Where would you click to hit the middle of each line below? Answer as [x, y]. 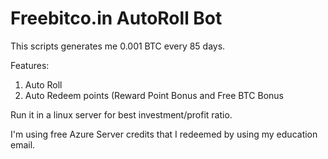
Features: [30, 65]
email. [23, 144]
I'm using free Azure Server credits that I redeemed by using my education [164, 134]
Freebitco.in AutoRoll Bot [116, 18]
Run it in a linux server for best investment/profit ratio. [121, 114]
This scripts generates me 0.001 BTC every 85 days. [118, 46]
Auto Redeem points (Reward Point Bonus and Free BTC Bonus [154, 95]
